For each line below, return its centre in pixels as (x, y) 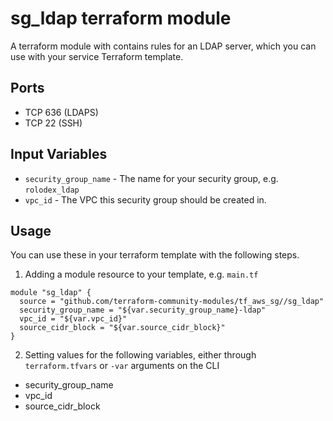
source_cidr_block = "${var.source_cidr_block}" (122, 328)
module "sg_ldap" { (51, 293)
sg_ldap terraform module (121, 18)
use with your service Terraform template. (97, 56)
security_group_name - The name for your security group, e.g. (151, 178)
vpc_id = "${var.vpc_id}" (73, 319)
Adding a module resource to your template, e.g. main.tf (141, 274)
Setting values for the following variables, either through (140, 355)
